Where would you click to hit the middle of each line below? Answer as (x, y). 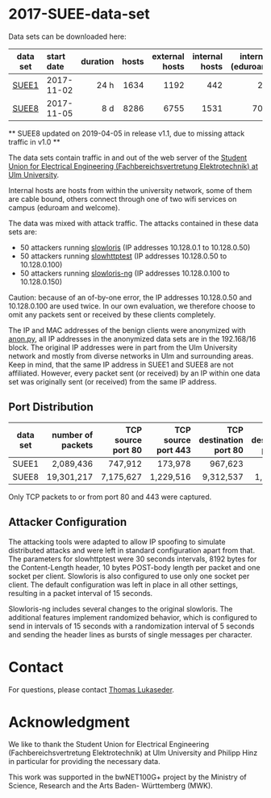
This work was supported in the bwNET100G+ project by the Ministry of (128, 777)
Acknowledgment (69, 722)
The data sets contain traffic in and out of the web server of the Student (128, 157)
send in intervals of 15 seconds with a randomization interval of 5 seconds (131, 626)
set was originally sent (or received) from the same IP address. (113, 381)
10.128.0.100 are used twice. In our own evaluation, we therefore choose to (132, 306)
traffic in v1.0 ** (34, 141)
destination (221, 439)
